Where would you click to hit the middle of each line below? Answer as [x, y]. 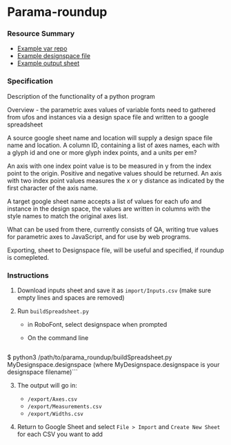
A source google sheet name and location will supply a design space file [110, 138]
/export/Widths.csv [56, 414]
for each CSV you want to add [60, 434]
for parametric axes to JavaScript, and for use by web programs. [99, 236]
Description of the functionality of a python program [81, 96]
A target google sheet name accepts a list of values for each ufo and [104, 201]
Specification [30, 82]
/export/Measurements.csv [64, 407]
